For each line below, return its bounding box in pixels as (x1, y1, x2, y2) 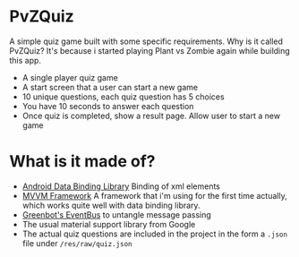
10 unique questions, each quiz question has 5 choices (21, 91, 226, 102)
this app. (9, 55, 42, 65)
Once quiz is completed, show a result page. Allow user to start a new (21, 110, 280, 121)
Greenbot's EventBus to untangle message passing (21, 209, 212, 220)
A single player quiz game (21, 72, 118, 82)
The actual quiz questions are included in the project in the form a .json (21, 228, 288, 239)
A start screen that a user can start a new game (21, 81, 199, 92)
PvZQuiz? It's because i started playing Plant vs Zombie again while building (9, 45, 291, 56)
